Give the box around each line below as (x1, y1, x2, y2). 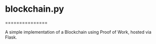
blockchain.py (5, 3, 64, 15)
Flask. (5, 34, 17, 40)
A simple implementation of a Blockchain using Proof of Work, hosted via (5, 29, 152, 35)
